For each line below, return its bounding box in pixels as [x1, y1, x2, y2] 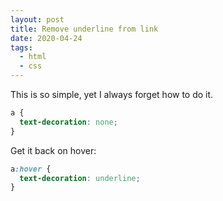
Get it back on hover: [10, 144, 97, 156]
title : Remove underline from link [10, 24, 159, 34]
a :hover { [10, 164, 52, 174]
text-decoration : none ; [19, 117, 118, 127]
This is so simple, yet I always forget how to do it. [10, 89, 214, 100]
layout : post [10, 14, 65, 25]
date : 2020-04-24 [10, 33, 83, 43]
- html [19, 52, 47, 62]
